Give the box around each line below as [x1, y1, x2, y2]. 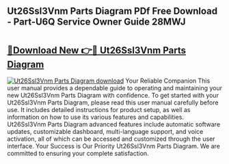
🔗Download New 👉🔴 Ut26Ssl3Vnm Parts [7, 44, 187, 56]
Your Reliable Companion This [125, 77, 211, 85]
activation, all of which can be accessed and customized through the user [7, 135, 215, 143]
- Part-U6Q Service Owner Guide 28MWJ [7, 16, 186, 28]
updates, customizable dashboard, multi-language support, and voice [7, 128, 204, 135]
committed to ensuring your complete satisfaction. [7, 150, 149, 157]
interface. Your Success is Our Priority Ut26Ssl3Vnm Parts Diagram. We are [7, 142, 221, 150]
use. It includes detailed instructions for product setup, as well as [7, 106, 191, 113]
